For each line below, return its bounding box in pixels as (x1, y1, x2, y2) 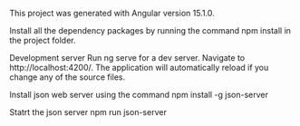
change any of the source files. (9, 72, 126, 82)
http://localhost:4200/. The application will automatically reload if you (9, 63, 269, 73)
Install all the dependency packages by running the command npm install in (9, 25, 292, 35)
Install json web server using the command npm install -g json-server (9, 90, 269, 100)
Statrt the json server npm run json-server (9, 107, 168, 117)
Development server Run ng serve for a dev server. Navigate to (9, 53, 246, 63)
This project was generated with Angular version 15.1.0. (9, 8, 215, 18)
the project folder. (9, 35, 76, 45)
